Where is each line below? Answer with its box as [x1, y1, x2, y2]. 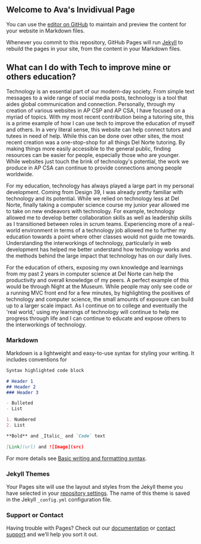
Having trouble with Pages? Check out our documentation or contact [6, 524, 175, 532]
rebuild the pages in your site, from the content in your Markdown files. [6, 45, 181, 52]
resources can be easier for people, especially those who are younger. [6, 151, 181, 158]
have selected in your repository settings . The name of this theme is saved [6, 489, 190, 497]
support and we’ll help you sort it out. [6, 531, 98, 538]
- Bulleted [6, 400, 33, 406]
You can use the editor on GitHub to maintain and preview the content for [6, 20, 187, 28]
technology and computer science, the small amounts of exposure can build [6, 295, 194, 303]
